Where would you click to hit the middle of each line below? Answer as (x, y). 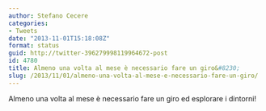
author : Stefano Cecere (49, 16)
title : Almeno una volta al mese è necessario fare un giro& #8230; (125, 68)
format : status (34, 46)
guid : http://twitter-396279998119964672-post (88, 53)
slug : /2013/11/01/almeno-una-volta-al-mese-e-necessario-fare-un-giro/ (133, 76)
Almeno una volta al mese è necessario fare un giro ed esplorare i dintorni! (133, 98)
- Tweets (23, 31)
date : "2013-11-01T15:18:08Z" (59, 38)
